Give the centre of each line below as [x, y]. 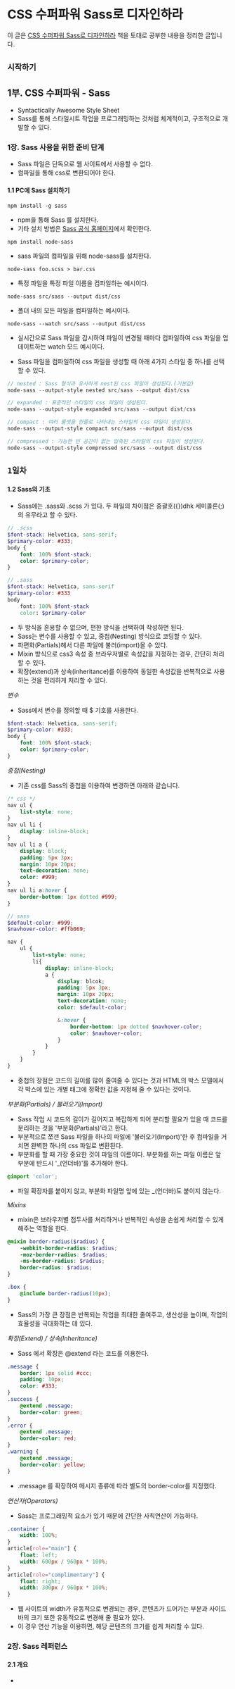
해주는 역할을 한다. [43, 1228]
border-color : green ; [51, 1412]
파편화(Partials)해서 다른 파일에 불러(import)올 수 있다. [93, 644]
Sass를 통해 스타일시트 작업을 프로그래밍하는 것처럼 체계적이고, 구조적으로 [119, 119]
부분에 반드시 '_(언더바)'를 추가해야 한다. [73, 1163]
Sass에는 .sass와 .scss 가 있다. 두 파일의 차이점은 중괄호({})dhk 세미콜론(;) [121, 506]
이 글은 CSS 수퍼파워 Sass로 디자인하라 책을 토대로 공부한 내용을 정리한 [105, 35]
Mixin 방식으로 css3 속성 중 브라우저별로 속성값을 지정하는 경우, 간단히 [114, 654]
